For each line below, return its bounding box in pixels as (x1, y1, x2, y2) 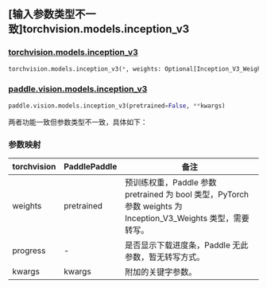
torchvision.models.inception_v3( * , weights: (8, 64, 161, 73)
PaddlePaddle (63, 162, 118, 173)
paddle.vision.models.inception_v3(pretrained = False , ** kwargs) (8, 102, 226, 110)
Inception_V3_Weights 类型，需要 (124, 213, 250, 224)
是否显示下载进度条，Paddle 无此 (124, 239, 249, 251)
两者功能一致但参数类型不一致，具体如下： (8, 117, 148, 126)
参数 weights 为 (124, 201, 183, 212)
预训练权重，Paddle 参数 (124, 177, 217, 189)
